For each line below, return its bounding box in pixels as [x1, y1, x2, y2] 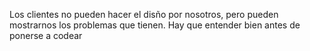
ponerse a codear [9, 30, 83, 41]
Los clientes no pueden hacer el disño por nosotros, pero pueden [9, 9, 279, 20]
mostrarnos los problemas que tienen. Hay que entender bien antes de [9, 19, 301, 31]
